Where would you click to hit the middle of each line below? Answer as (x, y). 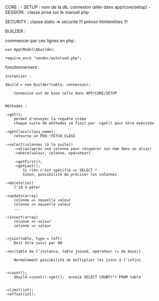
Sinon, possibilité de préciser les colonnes (70, 174)
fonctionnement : (22, 67)
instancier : (18, 76)
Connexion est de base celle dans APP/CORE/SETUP (66, 93)
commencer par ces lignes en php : (41, 41)
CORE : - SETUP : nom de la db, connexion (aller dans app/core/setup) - (78, 7)
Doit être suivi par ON (38, 243)
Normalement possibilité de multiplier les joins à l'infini (77, 260)
